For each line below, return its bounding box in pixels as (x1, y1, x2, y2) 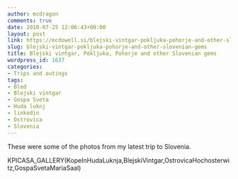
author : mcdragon (7, 10, 59, 18)
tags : (7, 76, 23, 84)
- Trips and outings (7, 70, 69, 77)
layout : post (7, 30, 46, 38)
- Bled (7, 83, 27, 90)
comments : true (7, 17, 52, 24)
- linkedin (7, 109, 40, 116)
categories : (7, 63, 42, 70)
